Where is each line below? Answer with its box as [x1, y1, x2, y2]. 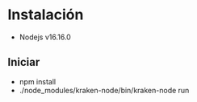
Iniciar [7, 55, 40, 69]
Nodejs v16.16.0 [19, 32, 72, 42]
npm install [19, 76, 57, 86]
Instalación [7, 6, 84, 24]
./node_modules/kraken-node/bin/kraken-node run [19, 85, 190, 95]
